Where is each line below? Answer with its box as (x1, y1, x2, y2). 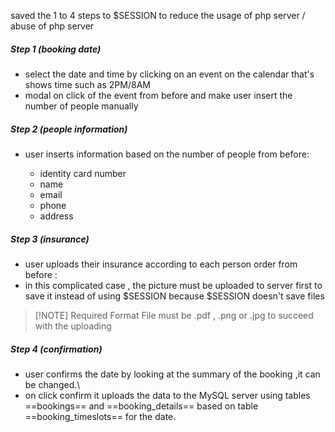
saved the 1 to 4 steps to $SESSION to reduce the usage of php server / (10, 10, 306, 21)
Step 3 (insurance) (10, 233, 90, 245)
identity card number (39, 167, 127, 179)
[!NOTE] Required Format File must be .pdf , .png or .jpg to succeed (34, 309, 314, 321)
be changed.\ (24, 378, 81, 390)
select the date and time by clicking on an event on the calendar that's (24, 68, 315, 80)
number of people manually (24, 100, 139, 112)
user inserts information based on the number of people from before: (24, 148, 310, 160)
